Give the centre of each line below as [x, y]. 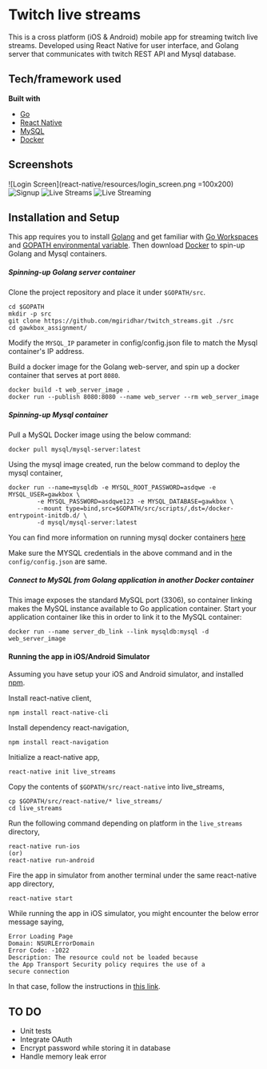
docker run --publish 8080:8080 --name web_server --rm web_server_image [134, 397]
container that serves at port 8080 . [64, 376]
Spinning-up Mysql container [58, 415]
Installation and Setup [64, 217]
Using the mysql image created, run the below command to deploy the [124, 464]
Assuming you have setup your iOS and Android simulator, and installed [126, 674]
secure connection [39, 972]
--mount [50, 509]
